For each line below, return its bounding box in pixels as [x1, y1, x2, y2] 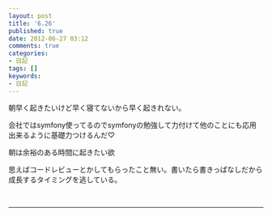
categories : [8, 49, 49, 57]
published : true [8, 27, 63, 35]
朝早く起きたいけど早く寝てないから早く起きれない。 [8, 103, 186, 112]
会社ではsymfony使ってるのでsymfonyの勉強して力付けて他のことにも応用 [8, 120, 257, 129]
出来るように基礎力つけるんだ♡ [8, 130, 116, 140]
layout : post [8, 11, 53, 20]
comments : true [8, 42, 60, 50]
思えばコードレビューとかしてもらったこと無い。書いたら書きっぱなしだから [8, 164, 263, 174]
